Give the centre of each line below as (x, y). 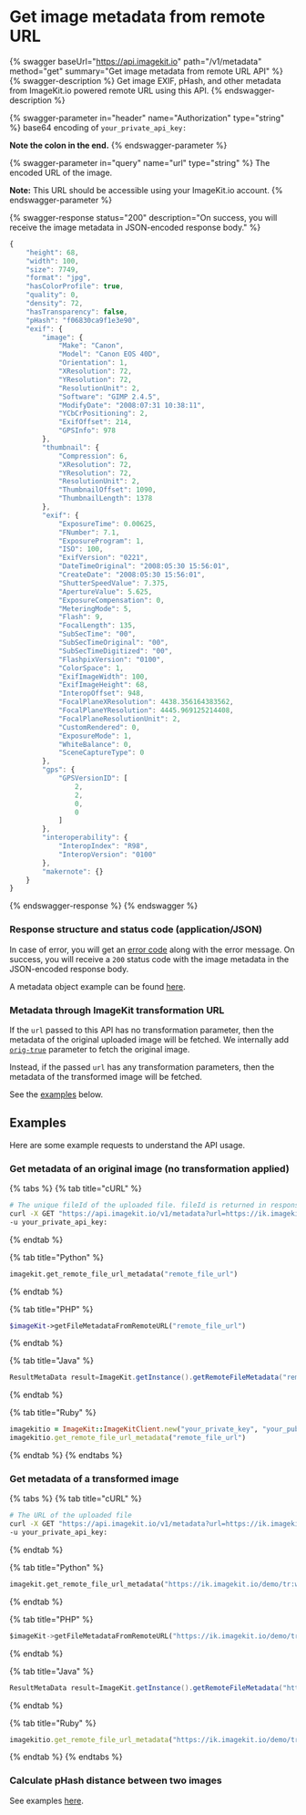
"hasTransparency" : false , (77, 312)
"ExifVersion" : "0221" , (103, 558)
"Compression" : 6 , (93, 456)
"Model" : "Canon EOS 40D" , (109, 354)
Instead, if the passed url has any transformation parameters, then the (142, 1067)
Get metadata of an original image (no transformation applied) (149, 1168)
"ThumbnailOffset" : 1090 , (107, 490)
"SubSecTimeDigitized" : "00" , (115, 651)
